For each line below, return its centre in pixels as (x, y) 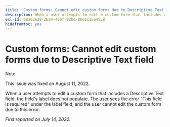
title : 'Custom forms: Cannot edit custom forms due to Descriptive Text (85, 10)
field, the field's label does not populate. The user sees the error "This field (83, 99)
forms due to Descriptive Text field (80, 60)
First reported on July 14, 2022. (38, 119)
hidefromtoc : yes (24, 24)
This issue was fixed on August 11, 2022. (48, 83)
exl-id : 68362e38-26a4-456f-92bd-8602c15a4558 (55, 19)
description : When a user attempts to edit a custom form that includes (83, 15)
